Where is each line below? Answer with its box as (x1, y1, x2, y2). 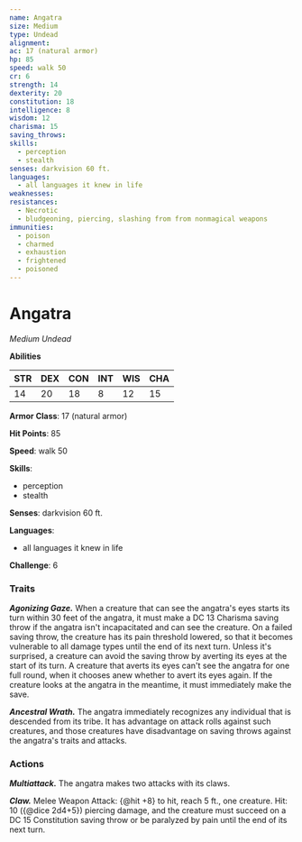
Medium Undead (9, 333, 72, 343)
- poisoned (17, 265, 59, 274)
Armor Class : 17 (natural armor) (9, 410, 128, 421)
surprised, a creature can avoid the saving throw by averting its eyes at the (9, 651, 288, 662)
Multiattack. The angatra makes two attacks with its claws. (9, 778, 231, 789)
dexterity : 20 (9, 88, 63, 97)
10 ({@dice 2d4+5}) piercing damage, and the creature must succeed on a (9, 805, 287, 816)
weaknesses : (9, 189, 54, 198)
